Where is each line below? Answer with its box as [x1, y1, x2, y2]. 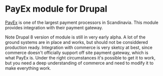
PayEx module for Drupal [5, 3, 108, 15]
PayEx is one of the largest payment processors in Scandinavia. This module [5, 19, 159, 25]
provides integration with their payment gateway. [5, 24, 103, 30]
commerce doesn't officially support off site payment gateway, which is [5, 50, 148, 56]
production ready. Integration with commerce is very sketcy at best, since [5, 44, 153, 50]
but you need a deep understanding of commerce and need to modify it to [5, 60, 154, 66]
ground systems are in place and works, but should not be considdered [5, 39, 148, 45]
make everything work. [5, 65, 51, 71]
